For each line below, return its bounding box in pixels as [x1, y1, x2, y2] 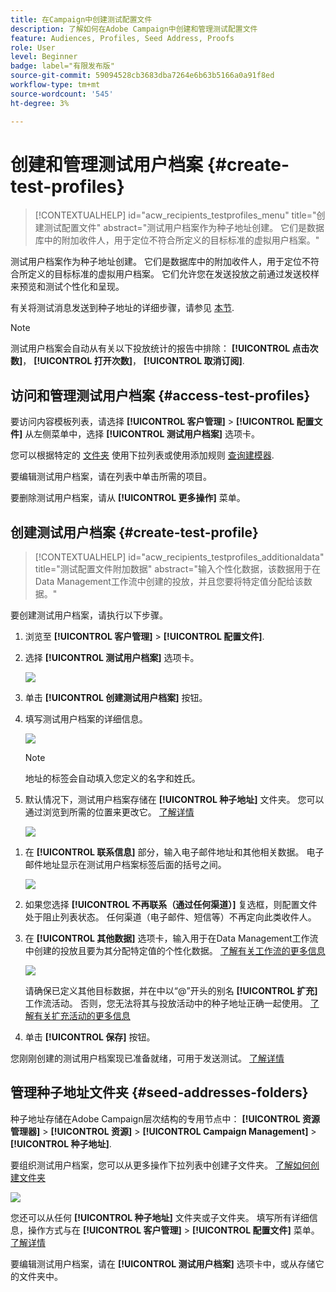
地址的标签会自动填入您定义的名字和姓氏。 [24, 772, 201, 785]
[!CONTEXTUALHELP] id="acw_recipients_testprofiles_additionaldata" [34, 551, 325, 563]
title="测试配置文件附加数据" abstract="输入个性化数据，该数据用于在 [34, 563, 322, 575]
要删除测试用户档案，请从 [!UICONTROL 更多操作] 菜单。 [10, 492, 246, 504]
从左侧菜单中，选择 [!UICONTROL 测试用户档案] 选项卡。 [24, 428, 260, 440]
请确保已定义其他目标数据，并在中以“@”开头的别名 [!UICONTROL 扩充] [24, 985, 318, 997]
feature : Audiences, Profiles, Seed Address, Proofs [10, 33, 235, 43]
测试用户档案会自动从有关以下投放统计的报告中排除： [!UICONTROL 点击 [10, 342, 310, 355]
